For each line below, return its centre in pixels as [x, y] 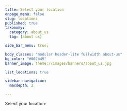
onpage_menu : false [25, 14]
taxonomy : [15, 28]
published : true [21, 23]
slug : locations [21, 18]
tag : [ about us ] [26, 37]
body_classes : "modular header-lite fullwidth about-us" [64, 54]
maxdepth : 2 [22, 86]
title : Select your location [34, 9]
